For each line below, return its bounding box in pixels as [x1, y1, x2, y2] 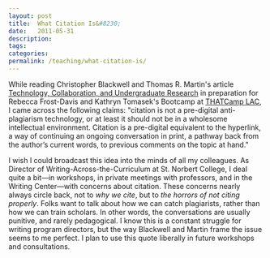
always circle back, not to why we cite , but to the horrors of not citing [8, 190, 241, 200]
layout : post [8, 11, 53, 20]
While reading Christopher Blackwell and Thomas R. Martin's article [8, 79, 234, 89]
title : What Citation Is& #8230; [8, 19, 122, 28]
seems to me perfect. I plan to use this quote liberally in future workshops [8, 233, 255, 243]
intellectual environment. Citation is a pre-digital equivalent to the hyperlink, [8, 123, 261, 132]
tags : [8, 42, 27, 50]
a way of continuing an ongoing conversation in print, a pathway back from [8, 131, 259, 140]
